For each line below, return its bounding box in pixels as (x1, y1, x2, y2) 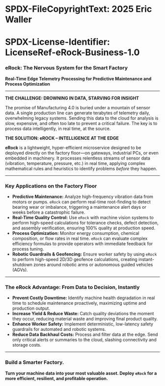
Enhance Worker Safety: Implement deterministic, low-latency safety (12, 321, 154, 327)
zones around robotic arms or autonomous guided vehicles (33, 261, 153, 267)
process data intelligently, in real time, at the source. (5, 126, 111, 131)
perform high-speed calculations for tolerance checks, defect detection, (12, 220, 159, 225)
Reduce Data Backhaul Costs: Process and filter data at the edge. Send (12, 331, 158, 338)
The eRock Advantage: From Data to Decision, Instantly (5, 284, 140, 290)
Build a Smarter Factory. (5, 359, 64, 366)
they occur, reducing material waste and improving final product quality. (12, 316, 158, 322)
